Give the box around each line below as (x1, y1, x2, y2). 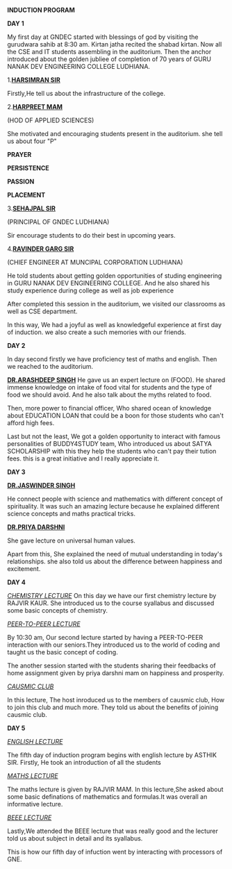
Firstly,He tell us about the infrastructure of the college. (7, 90, 165, 97)
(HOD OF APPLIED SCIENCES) (7, 116, 94, 124)
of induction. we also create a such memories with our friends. (7, 328, 186, 336)
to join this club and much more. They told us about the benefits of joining (7, 703, 219, 711)
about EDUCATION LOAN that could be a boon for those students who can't (7, 411, 224, 420)
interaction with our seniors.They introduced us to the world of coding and (7, 640, 220, 649)
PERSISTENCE (7, 164, 50, 172)
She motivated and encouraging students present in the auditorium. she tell (7, 130, 223, 138)
